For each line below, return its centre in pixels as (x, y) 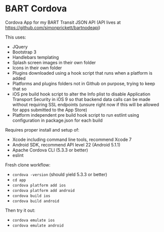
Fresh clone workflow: (28, 165)
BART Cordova (36, 9)
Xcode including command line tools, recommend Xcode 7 (72, 139)
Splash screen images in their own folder (54, 62)
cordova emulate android (38, 226)
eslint (18, 155)
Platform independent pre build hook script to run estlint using (76, 115)
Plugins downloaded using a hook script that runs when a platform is (82, 73)
